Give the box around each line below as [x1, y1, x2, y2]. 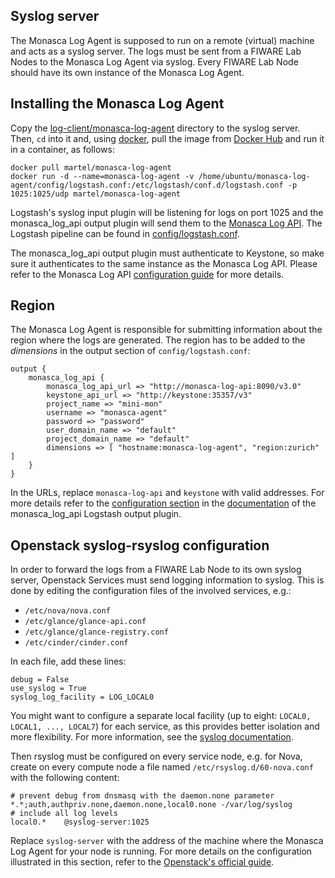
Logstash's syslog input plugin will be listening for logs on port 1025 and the [10, 206, 324, 218]
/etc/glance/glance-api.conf [24, 617, 147, 627]
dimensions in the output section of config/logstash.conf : [10, 345, 251, 357]
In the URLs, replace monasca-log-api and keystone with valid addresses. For [10, 487, 325, 499]
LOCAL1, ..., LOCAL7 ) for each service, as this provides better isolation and [10, 720, 320, 733]
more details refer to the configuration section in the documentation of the [10, 497, 317, 509]
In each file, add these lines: [10, 655, 127, 668]
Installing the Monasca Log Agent [10, 95, 225, 113]
